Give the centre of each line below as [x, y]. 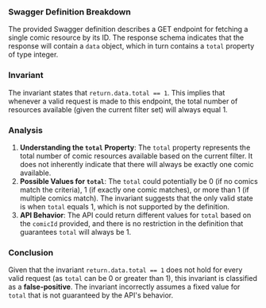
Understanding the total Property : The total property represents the [135, 147]
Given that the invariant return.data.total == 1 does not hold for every [125, 270]
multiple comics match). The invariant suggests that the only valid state [136, 198]
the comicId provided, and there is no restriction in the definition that [131, 223]
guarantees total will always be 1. [75, 232]
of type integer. [33, 55]
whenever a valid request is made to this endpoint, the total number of [123, 101]
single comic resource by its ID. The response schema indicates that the [126, 37]
